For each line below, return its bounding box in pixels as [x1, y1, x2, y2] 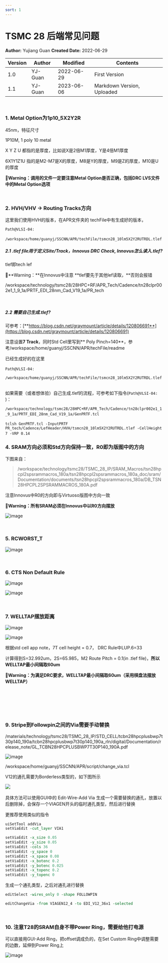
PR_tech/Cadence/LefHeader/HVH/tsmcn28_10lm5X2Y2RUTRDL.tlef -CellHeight [5, 426, 162, 431]
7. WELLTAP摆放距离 [5, 613, 55, 620]
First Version [94, 71, 124, 78]
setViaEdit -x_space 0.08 [5, 854, 59, 859]
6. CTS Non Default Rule [5, 569, 65, 576]
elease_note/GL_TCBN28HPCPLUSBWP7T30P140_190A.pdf [5, 744, 128, 750]
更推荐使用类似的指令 [5, 811, 49, 817]
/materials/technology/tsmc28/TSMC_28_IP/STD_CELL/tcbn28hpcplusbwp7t [5, 733, 163, 739]
